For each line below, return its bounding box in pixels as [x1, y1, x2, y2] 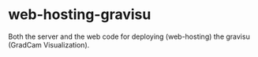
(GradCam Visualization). [8, 40, 90, 49]
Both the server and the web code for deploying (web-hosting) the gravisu [8, 32, 250, 41]
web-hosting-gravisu [8, 6, 151, 24]
